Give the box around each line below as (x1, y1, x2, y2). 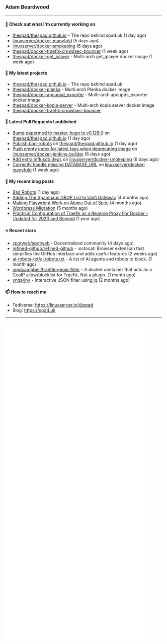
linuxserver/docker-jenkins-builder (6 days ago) (12, 151, 111, 157)
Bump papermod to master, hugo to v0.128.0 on (12, 130, 110, 136)
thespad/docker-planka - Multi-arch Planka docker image (12, 86, 130, 92)
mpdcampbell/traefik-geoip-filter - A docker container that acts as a (12, 267, 152, 273)
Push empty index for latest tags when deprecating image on (12, 146, 138, 152)
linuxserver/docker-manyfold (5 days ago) (12, 37, 99, 43)
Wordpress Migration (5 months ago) (12, 205, 88, 211)
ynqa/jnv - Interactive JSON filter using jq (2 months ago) (12, 277, 130, 283)
